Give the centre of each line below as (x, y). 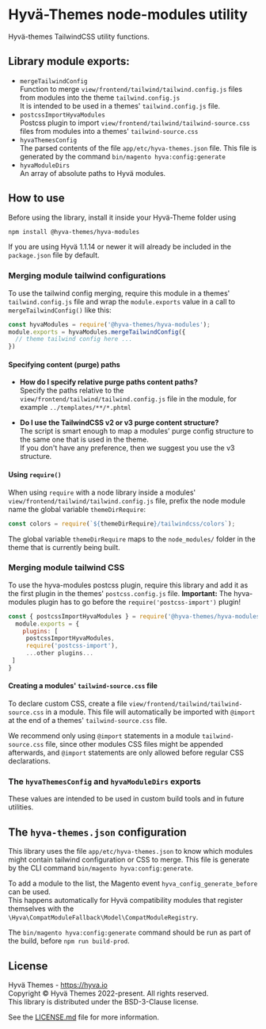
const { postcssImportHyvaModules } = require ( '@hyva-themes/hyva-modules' (136, 616)
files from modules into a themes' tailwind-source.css (109, 131)
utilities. (21, 807)
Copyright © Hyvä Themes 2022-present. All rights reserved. (108, 993)
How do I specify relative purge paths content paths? (108, 382)
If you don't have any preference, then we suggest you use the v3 (127, 448)
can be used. (30, 892)
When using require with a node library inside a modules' (102, 492)
